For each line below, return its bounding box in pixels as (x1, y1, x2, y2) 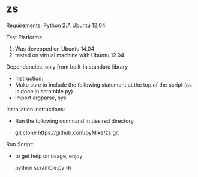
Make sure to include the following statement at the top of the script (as (14, 81, 192, 88)
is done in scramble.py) (14, 87, 73, 95)
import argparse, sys (14, 94, 67, 101)
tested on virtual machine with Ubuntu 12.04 (14, 51, 125, 58)
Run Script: (6, 140, 34, 147)
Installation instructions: (6, 105, 65, 113)
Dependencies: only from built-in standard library (6, 63, 128, 70)
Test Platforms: (6, 33, 44, 40)
